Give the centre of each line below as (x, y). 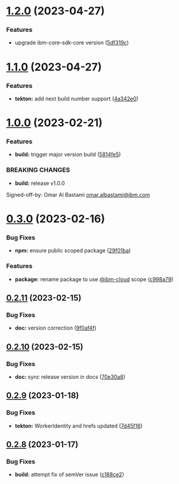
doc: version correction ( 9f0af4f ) (55, 328)
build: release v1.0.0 (40, 183)
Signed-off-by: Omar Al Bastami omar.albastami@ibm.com (78, 194)
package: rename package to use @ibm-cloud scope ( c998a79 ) (94, 279)
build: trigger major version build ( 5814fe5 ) (68, 154)
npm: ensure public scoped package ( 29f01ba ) (73, 251)
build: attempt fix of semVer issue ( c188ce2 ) (69, 474)
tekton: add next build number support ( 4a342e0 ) (77, 98)
